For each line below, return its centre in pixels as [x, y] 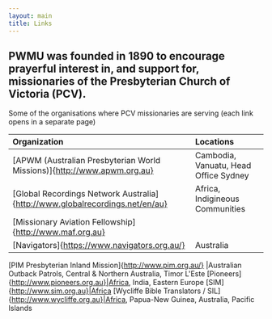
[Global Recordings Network [66, 194]
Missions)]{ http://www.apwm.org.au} [83, 170]
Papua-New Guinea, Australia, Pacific [192, 300]
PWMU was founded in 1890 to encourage [117, 56]
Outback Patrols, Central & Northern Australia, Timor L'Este [107, 274]
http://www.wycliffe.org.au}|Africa [68, 300]
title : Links [30, 23]
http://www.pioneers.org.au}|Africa [70, 283]
